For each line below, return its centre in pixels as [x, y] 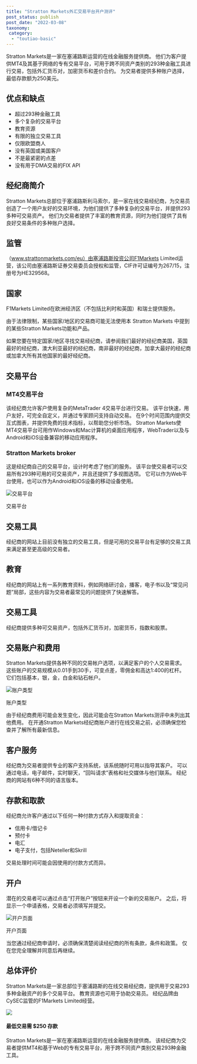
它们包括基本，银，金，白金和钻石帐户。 [55, 678]
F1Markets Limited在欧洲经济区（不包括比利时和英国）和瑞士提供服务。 [92, 308]
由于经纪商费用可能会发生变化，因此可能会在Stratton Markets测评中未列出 [96, 715]
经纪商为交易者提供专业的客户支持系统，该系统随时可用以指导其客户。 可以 [97, 766]
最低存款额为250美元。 [34, 78]
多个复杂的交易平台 [38, 121]
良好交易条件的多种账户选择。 [42, 223]
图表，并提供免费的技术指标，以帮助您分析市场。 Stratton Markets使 [99, 422]
